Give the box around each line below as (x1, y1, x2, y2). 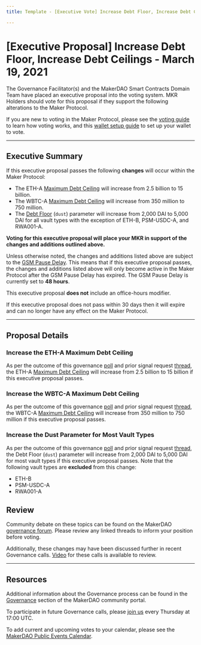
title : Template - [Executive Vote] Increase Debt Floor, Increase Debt (6, 8, 191, 15)
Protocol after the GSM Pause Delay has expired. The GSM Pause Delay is (6, 271, 188, 279)
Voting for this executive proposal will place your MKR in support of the (6, 234, 187, 242)
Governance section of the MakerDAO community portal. (6, 597, 147, 604)
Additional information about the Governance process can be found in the (6, 590, 188, 598)
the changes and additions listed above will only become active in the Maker (6, 265, 194, 273)
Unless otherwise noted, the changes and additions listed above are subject (6, 252, 193, 260)
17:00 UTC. (6, 615, 34, 622)
